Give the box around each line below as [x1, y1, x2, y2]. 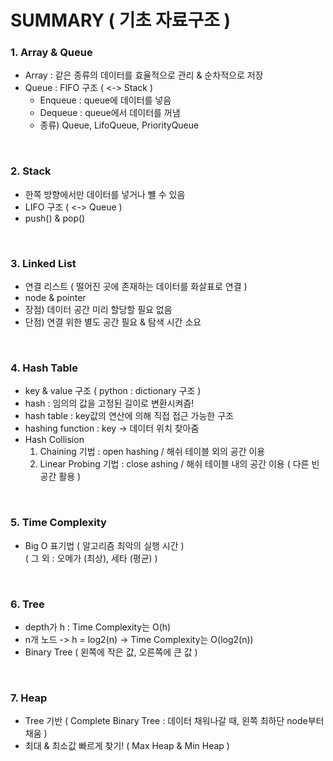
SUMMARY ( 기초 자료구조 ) [10, 9, 232, 32]
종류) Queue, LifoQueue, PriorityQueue [39, 119, 200, 131]
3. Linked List [10, 256, 77, 270]
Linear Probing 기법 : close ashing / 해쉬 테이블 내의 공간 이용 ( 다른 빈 [39, 458, 320, 470]
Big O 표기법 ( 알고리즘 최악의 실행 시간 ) [24, 539, 185, 551]
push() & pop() [24, 212, 86, 224]
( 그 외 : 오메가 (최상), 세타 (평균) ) [24, 552, 158, 564]
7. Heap [10, 691, 48, 705]
